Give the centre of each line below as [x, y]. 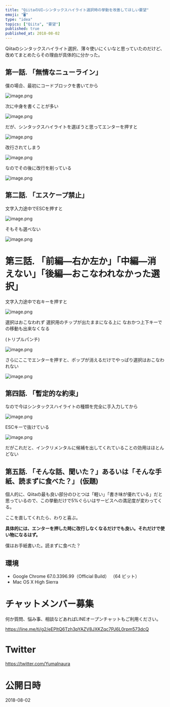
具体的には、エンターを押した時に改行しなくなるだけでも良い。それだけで [83, 529]
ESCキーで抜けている [27, 427]
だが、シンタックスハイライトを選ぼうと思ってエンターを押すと [72, 127]
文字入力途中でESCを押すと [34, 208]
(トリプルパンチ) [23, 339]
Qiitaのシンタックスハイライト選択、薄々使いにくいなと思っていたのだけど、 [85, 48]
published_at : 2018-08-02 [32, 33]
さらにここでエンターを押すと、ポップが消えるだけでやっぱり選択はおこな [83, 360]
